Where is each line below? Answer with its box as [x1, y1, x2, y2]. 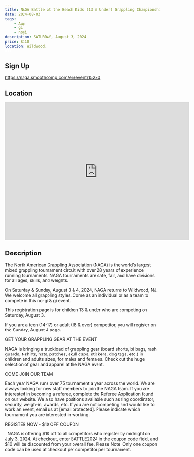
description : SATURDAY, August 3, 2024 [5, 35, 87, 40]
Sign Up [5, 62, 30, 70]
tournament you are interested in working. [5, 412, 90, 418]
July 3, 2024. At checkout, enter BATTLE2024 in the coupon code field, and [5, 436, 158, 442]
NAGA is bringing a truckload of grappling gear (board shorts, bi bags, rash [5, 346, 157, 352]
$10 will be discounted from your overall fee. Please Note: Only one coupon [5, 441, 158, 447]
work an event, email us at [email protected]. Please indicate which [5, 406, 141, 412]
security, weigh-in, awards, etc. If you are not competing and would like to [5, 402, 155, 407]
